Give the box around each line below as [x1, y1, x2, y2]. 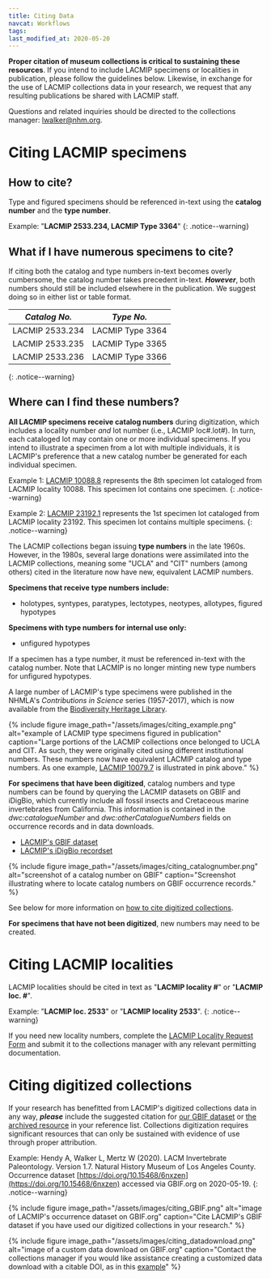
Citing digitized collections [8, 1077, 193, 1095]
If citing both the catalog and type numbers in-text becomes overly [8, 266, 232, 276]
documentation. [8, 1048, 61, 1057]
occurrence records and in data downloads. [8, 821, 155, 831]
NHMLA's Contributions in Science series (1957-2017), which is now [8, 695, 235, 705]
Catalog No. [24, 311, 73, 323]
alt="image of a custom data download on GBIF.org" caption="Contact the [8, 1244, 256, 1254]
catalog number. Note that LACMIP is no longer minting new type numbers [8, 663, 256, 672]
